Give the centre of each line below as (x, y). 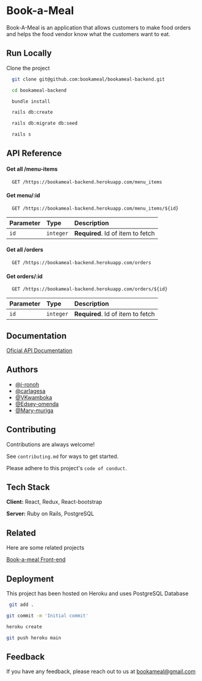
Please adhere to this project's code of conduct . (67, 468)
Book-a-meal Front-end (36, 559)
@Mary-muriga (34, 410)
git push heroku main (34, 638)
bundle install (31, 101)
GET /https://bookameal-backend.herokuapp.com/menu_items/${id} (95, 208)
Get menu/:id (23, 196)
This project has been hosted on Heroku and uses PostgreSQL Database (98, 594)
